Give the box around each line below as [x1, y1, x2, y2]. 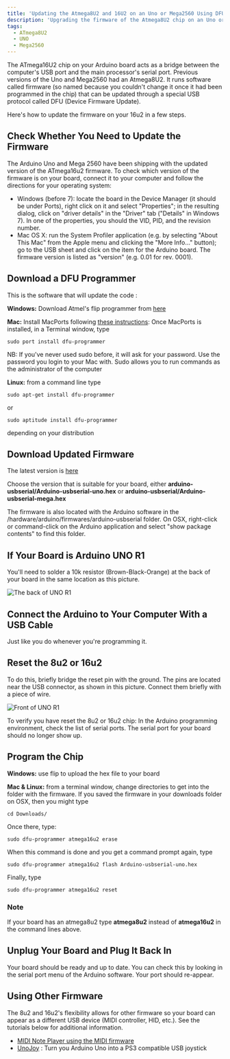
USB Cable [7, 619, 53, 631]
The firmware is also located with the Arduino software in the [7, 508, 179, 516]
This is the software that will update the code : [7, 291, 138, 299]
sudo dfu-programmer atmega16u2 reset [7, 886, 118, 893]
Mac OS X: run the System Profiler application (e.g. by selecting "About [16, 231, 218, 239]
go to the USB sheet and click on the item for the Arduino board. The [16, 245, 211, 254]
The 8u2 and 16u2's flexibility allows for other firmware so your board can [7, 1008, 216, 1016]
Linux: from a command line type [7, 378, 101, 386]
